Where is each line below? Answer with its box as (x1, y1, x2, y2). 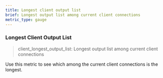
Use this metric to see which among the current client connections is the (5, 61, 158, 67)
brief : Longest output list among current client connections (5, 12, 141, 17)
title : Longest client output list (5, 7, 81, 13)
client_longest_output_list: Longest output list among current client (17, 46, 158, 52)
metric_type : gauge (5, 17, 47, 22)
